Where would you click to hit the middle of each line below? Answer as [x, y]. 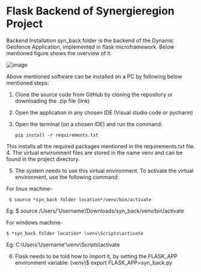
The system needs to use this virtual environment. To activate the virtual [104, 171]
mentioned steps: [28, 83]
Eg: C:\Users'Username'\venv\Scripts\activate [63, 244]
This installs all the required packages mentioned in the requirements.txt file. [101, 146]
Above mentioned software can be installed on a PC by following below [94, 76]
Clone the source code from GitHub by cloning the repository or [94, 94]
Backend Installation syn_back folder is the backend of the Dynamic [90, 40]
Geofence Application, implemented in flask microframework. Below [90, 47]
